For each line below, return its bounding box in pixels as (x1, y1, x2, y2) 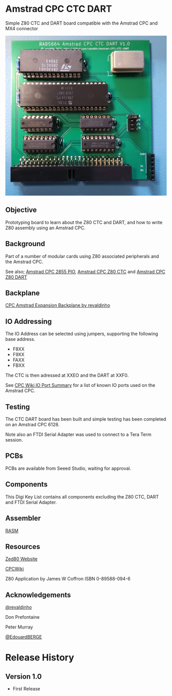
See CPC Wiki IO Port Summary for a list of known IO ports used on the (5, 382, 156, 388)
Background (5, 240, 45, 248)
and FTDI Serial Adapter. (5, 499, 57, 505)
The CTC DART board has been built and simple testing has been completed (5, 416, 166, 422)
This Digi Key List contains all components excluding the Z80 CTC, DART (5, 493, 159, 499)
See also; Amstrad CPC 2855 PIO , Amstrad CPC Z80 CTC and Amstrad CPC (5, 268, 165, 274)
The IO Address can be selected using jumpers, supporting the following (5, 331, 158, 337)
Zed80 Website (5, 556, 38, 562)
